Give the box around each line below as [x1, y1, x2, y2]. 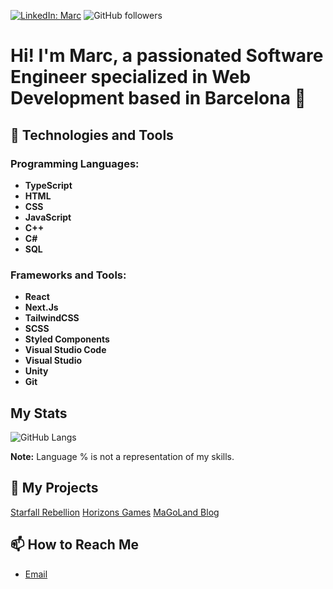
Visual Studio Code [24, 344, 107, 356]
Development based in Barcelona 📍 [10, 87, 307, 110]
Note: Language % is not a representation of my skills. [10, 450, 235, 462]
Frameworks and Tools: [10, 268, 127, 282]
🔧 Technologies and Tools [10, 126, 174, 144]
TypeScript [24, 179, 73, 191]
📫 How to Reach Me [10, 536, 139, 554]
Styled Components [24, 333, 110, 345]
